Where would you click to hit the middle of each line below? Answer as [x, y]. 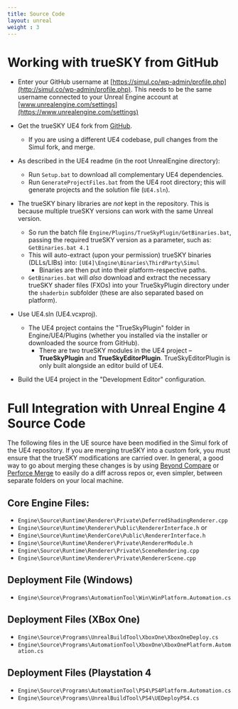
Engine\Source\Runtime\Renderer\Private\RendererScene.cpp [107, 558]
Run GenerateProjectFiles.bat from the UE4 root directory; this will [127, 183]
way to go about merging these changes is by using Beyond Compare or [113, 465]
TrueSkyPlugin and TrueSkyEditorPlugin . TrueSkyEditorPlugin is [135, 358]
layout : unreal [30, 21]
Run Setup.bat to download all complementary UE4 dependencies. [126, 175]
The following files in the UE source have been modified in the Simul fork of [118, 443]
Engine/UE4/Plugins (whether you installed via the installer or [118, 335]
